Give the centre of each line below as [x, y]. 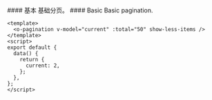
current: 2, [42, 66]
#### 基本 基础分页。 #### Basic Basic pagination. [80, 10]
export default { [32, 48]
